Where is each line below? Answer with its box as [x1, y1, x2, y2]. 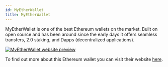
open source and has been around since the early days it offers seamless [5, 31, 157, 37]
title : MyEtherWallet [5, 12, 51, 17]
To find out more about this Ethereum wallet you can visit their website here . [5, 56, 163, 62]
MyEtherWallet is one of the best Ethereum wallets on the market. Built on [5, 26, 158, 32]
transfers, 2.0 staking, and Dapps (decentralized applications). [5, 36, 135, 43]
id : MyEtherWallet [5, 7, 44, 13]
